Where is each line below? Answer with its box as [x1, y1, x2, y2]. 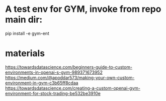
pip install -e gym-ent [5, 30, 50, 36]
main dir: [5, 14, 43, 25]
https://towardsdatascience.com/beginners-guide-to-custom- [5, 64, 133, 70]
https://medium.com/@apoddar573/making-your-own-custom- [5, 74, 135, 80]
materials [5, 48, 45, 59]
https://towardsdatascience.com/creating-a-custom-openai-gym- [5, 85, 141, 91]
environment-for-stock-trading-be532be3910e [5, 90, 101, 96]
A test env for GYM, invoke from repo [5, 3, 162, 15]
